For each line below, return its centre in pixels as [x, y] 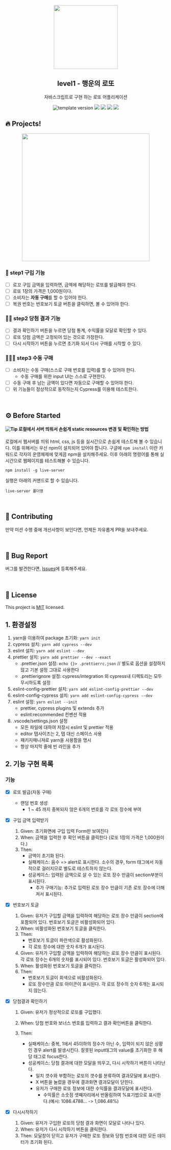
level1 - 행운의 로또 [86, 84]
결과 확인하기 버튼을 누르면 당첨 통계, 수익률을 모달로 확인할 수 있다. [80, 331]
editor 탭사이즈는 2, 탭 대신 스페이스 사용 [61, 734]
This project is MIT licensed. [35, 607]
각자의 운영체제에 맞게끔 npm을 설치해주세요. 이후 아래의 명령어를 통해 [89, 454]
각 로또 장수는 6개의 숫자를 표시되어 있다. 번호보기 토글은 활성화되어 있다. [93, 959]
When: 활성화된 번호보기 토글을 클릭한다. [61, 966]
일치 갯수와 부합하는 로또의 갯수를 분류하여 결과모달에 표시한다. [98, 1075]
